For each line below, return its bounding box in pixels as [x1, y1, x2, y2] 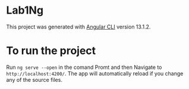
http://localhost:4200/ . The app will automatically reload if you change [6, 69, 184, 77]
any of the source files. [6, 76, 62, 83]
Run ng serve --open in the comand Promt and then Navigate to [6, 63, 162, 71]
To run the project [6, 44, 96, 58]
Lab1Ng [6, 4, 43, 17]
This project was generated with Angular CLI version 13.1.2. [6, 23, 151, 30]
